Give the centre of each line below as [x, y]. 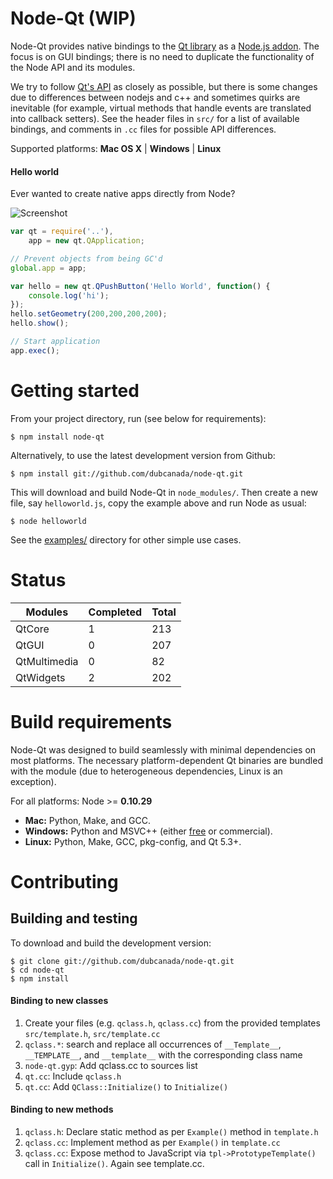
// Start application [55, 342]
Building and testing [74, 918]
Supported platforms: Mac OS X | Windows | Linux [116, 148]
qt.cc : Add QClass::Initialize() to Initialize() [126, 1086]
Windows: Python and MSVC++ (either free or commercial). [148, 831]
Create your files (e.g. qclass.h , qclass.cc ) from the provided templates [172, 1023]
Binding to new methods [62, 1109]
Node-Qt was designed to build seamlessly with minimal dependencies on [163, 749]
